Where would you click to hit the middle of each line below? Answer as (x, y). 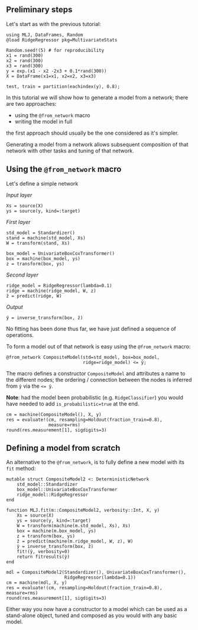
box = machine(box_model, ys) (43, 259)
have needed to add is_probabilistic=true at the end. (73, 404)
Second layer (22, 275)
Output (15, 307)
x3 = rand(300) (25, 66)
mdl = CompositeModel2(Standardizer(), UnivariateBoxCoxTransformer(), (96, 573)
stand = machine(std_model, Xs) (46, 238)
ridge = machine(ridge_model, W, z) (51, 291)
